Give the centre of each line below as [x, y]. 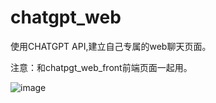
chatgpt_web [66, 17]
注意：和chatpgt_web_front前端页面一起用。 [101, 67]
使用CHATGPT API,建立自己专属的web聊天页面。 [111, 46]
